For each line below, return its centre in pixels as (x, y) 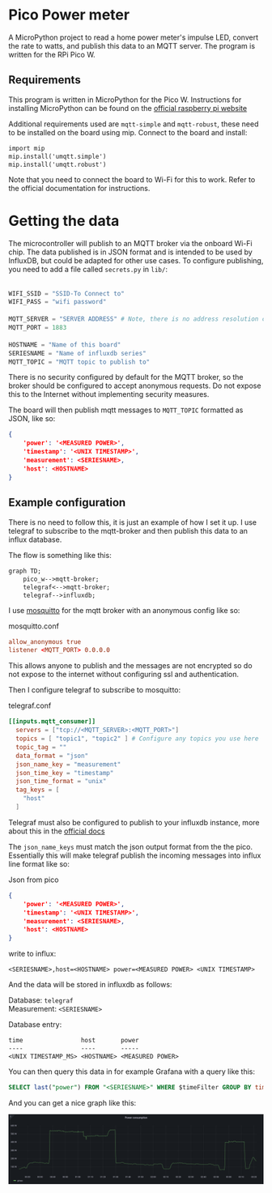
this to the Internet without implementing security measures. (109, 394)
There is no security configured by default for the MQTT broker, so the (126, 377)
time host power (74, 1041)
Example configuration (67, 503)
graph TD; (25, 571)
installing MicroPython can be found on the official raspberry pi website (128, 108)
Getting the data (64, 221)
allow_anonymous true (45, 641)
